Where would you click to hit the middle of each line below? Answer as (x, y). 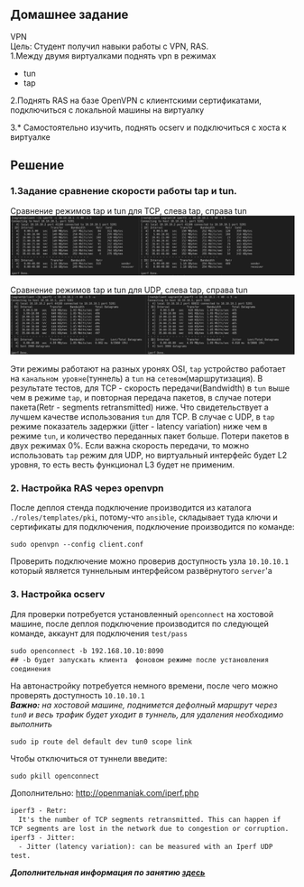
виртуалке (30, 137)
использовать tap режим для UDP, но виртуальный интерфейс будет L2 (149, 456)
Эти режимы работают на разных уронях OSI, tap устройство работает (148, 369)
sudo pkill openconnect (55, 776)
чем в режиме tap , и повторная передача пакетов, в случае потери (141, 398)
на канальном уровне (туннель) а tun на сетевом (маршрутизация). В (137, 379)
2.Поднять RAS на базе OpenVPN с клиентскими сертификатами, (136, 100)
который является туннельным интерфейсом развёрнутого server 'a (142, 571)
